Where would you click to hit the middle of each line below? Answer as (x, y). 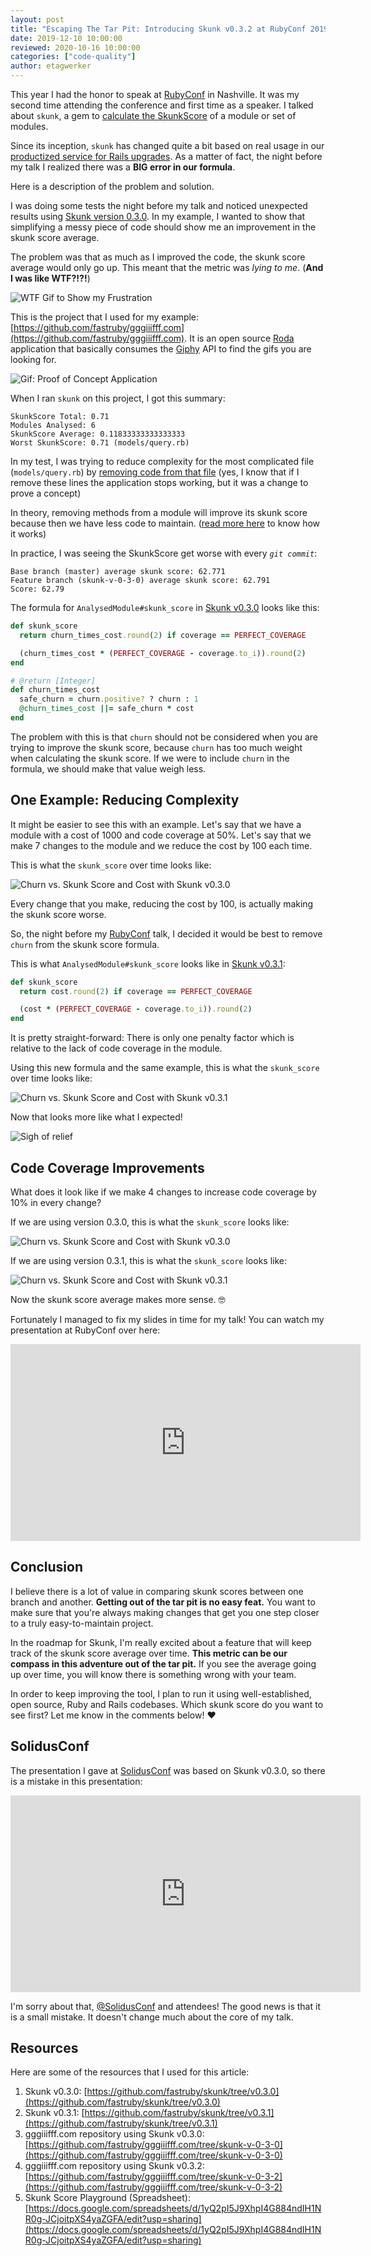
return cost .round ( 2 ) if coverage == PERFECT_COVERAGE (136, 991)
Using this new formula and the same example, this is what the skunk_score (165, 1068)
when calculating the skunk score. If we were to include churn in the (150, 758)
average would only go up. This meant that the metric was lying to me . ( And (167, 267)
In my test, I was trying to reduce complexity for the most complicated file (162, 461)
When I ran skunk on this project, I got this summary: (118, 398)
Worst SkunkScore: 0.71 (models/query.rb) (100, 443)
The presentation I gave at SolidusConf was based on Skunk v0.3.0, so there (168, 1770)
